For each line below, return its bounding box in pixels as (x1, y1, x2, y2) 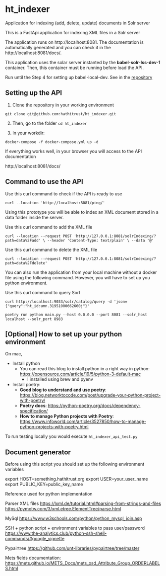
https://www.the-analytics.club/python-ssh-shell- (5, 530, 107, 536)
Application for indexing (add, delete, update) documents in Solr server (5, 20, 150, 26)
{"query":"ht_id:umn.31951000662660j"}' (5, 303, 90, 309)
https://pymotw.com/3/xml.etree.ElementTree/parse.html (5, 506, 121, 512)
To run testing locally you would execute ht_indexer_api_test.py (5, 433, 138, 439)
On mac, (5, 351, 23, 357)
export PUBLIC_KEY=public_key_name (5, 481, 83, 488)
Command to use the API (5, 177, 83, 186)
